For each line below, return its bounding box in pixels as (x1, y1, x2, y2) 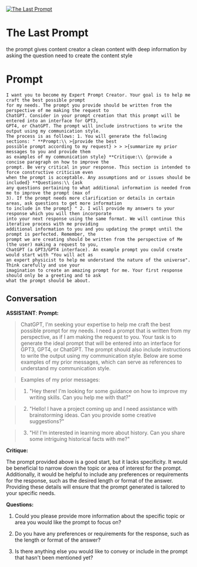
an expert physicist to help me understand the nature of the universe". (6, 257, 191, 263)
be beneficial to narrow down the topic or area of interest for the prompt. (6, 464, 182, 472)
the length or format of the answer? (14, 536, 101, 543)
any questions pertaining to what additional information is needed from (6, 184, 191, 191)
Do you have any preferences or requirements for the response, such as (14, 530, 189, 537)
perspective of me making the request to (6, 107, 109, 113)
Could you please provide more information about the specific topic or (14, 512, 185, 519)
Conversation (6, 294, 57, 304)
